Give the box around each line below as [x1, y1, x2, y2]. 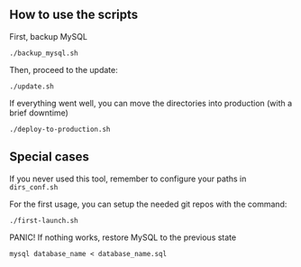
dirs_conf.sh [9, 182, 59, 192]
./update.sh [9, 81, 54, 91]
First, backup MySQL [9, 31, 88, 41]
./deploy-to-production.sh [9, 124, 111, 133]
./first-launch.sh [9, 216, 78, 225]
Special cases [9, 149, 90, 165]
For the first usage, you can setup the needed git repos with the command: [9, 198, 287, 209]
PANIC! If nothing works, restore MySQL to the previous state [9, 232, 237, 243]
